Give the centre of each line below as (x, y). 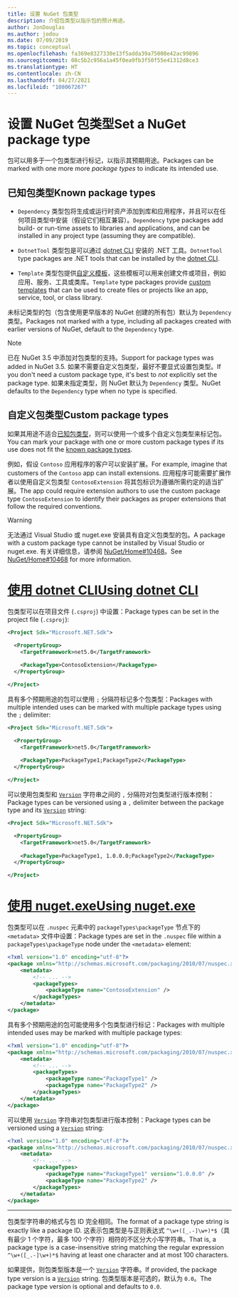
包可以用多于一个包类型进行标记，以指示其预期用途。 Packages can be (111, 160)
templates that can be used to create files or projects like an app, (113, 290)
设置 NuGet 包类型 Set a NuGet (97, 124)
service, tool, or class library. (60, 297)
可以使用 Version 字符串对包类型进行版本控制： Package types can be (109, 1120)
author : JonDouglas (36, 27)
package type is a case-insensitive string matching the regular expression (116, 1247)
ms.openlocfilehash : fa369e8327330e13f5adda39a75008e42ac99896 (103, 54)
